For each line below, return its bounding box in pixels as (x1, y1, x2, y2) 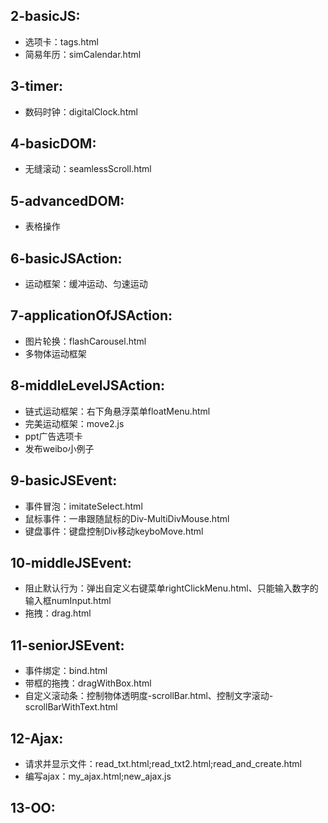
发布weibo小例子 (24, 442, 95, 454)
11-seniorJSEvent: (10, 637, 125, 654)
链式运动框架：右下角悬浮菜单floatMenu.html (24, 405, 211, 417)
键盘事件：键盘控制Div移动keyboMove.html (24, 525, 204, 537)
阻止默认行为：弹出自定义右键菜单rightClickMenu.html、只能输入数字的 (24, 582, 319, 594)
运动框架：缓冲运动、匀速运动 (24, 278, 148, 290)
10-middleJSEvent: (10, 554, 132, 571)
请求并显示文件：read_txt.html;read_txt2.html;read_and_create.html (24, 757, 302, 769)
